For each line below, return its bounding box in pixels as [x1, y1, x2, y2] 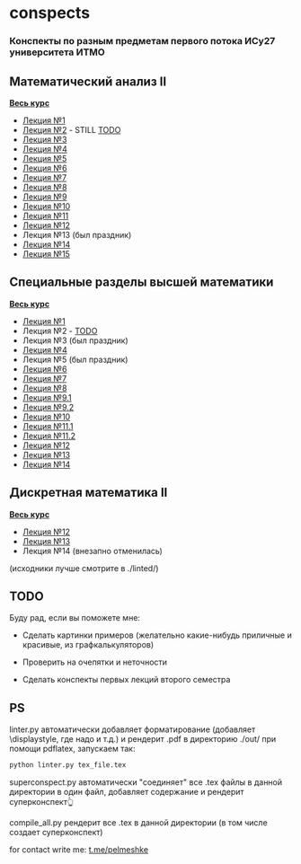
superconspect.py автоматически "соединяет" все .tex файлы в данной [9, 777, 283, 788]
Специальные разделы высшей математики [9, 275, 274, 290]
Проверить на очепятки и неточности [22, 657, 168, 667]
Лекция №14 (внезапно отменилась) [22, 545, 164, 556]
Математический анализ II [9, 74, 167, 89]
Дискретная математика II [9, 485, 168, 500]
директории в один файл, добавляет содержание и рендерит [9, 787, 244, 798]
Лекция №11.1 [22, 420, 74, 431]
